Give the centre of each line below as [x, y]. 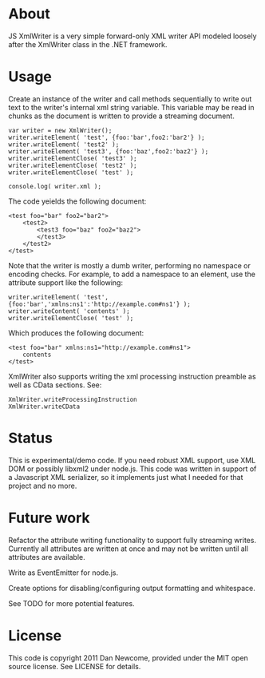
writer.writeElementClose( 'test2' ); [73, 165]
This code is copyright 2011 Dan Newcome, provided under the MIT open [129, 658]
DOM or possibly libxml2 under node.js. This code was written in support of [132, 469]
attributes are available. [47, 557]
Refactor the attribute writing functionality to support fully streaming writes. [132, 540]
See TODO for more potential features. [71, 603]
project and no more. [43, 486]
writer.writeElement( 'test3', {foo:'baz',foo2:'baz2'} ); [109, 151]
